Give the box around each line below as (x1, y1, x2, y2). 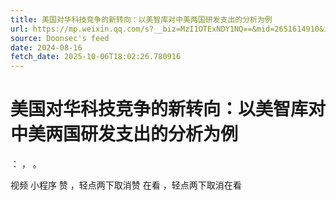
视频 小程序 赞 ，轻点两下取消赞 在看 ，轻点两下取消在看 (10, 179, 242, 191)
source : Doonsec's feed (10, 33, 110, 43)
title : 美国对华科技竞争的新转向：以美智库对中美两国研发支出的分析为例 (10, 14, 273, 25)
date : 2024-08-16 (10, 42, 83, 53)
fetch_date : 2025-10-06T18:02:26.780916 (10, 52, 182, 62)
